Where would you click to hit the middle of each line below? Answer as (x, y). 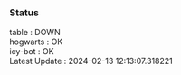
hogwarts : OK (36, 42)
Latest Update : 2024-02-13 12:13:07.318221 (91, 61)
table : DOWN (35, 33)
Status (24, 13)
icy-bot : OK (32, 52)
